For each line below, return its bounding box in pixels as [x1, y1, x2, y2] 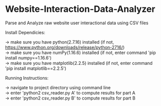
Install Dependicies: [5, 29, 46, 35]
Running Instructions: [5, 75, 49, 81]
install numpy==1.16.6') [5, 54, 52, 60]
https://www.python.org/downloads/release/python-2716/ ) [5, 44, 125, 50]
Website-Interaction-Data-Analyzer [5, 3, 156, 15]
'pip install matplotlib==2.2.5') [5, 65, 67, 71]
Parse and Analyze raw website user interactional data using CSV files [5, 20, 149, 26]
